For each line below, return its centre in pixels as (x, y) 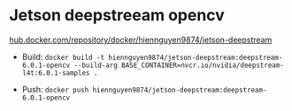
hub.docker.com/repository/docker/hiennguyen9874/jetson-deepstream (141, 40)
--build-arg (96, 65)
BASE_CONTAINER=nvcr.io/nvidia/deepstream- (203, 65)
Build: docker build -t (63, 56)
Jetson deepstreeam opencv (117, 15)
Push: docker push (55, 89)
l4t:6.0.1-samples (56, 73)
